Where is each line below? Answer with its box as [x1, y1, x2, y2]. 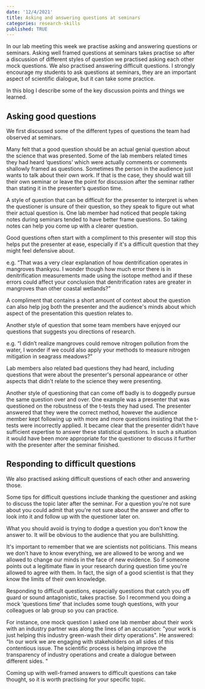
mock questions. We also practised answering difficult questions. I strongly [6, 62, 195, 70]
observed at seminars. [6, 134, 63, 141]
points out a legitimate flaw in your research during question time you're [6, 562, 187, 569]
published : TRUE [6, 26, 48, 32]
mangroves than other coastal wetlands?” [6, 285, 111, 292]
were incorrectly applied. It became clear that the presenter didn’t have [20, 422, 199, 429]
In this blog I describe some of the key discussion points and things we [6, 87, 185, 95]
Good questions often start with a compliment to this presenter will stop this [6, 234, 197, 242]
